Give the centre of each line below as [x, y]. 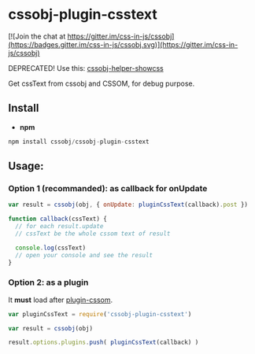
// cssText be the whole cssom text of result [93, 234]
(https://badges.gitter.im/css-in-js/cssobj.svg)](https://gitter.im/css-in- [123, 44]
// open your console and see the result [84, 255]
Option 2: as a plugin [48, 282]
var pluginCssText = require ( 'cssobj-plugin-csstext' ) [100, 314]
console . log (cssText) [51, 248]
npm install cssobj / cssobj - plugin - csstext [79, 142]
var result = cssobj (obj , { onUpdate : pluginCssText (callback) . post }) [128, 205]
